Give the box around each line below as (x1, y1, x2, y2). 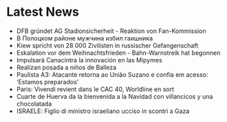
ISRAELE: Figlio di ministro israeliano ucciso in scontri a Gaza (16, 107, 190, 115)
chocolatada (16, 99, 52, 108)
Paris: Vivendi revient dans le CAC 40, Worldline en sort (16, 85, 175, 93)
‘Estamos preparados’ (16, 77, 79, 86)
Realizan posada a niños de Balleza (16, 63, 117, 71)
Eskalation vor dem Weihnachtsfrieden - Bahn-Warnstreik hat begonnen (16, 49, 221, 57)
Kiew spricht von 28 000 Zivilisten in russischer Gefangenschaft (16, 41, 199, 49)
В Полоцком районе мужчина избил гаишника (16, 34, 153, 42)
